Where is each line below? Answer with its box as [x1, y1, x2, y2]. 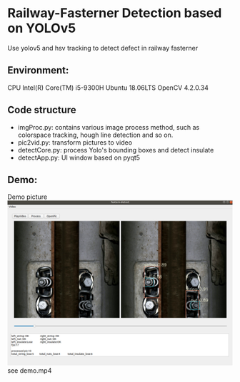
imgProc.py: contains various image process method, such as [17, 123, 200, 131]
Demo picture [7, 192, 48, 201]
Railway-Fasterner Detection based [7, 5, 222, 21]
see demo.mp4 [7, 366, 52, 375]
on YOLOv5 [7, 20, 76, 36]
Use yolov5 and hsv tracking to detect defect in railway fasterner [7, 43, 199, 52]
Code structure [7, 104, 76, 116]
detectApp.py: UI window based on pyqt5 [17, 153, 141, 162]
